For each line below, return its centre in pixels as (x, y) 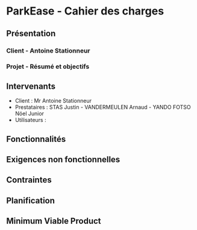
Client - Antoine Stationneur (48, 51)
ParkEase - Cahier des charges (85, 11)
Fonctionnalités (36, 139)
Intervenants (31, 86)
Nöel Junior (29, 113)
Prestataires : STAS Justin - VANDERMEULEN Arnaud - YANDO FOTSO (103, 107)
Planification (31, 200)
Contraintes (29, 180)
